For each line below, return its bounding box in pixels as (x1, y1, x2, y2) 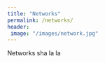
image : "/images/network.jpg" (10, 29, 99, 37)
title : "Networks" (7, 10, 61, 17)
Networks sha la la (7, 49, 61, 57)
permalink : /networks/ (7, 17, 73, 24)
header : (7, 23, 30, 30)
